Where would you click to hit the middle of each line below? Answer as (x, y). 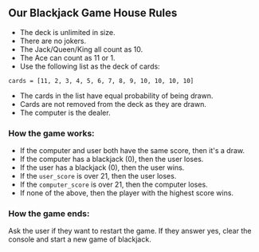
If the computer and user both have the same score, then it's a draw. (132, 151)
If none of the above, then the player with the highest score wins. (126, 193)
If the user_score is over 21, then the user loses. (98, 176)
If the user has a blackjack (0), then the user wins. (102, 167)
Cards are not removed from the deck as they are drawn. (113, 104)
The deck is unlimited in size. (67, 32)
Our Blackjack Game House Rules (93, 13)
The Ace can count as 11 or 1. (67, 57)
